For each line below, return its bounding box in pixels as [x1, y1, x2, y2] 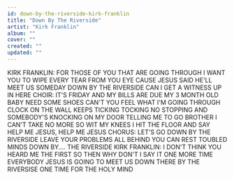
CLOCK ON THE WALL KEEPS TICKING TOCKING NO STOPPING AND [7, 106, 208, 114]
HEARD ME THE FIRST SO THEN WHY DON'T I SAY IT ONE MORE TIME [7, 150, 214, 158]
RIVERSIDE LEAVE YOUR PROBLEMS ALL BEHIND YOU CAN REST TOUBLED [7, 135, 228, 143]
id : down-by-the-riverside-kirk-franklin [7, 10, 130, 17]
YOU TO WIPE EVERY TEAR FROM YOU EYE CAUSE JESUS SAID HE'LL [7, 76, 212, 84]
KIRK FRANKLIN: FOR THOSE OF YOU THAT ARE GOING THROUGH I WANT [7, 68, 226, 77]
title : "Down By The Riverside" [7, 17, 101, 24]
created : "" [7, 43, 42, 50]
